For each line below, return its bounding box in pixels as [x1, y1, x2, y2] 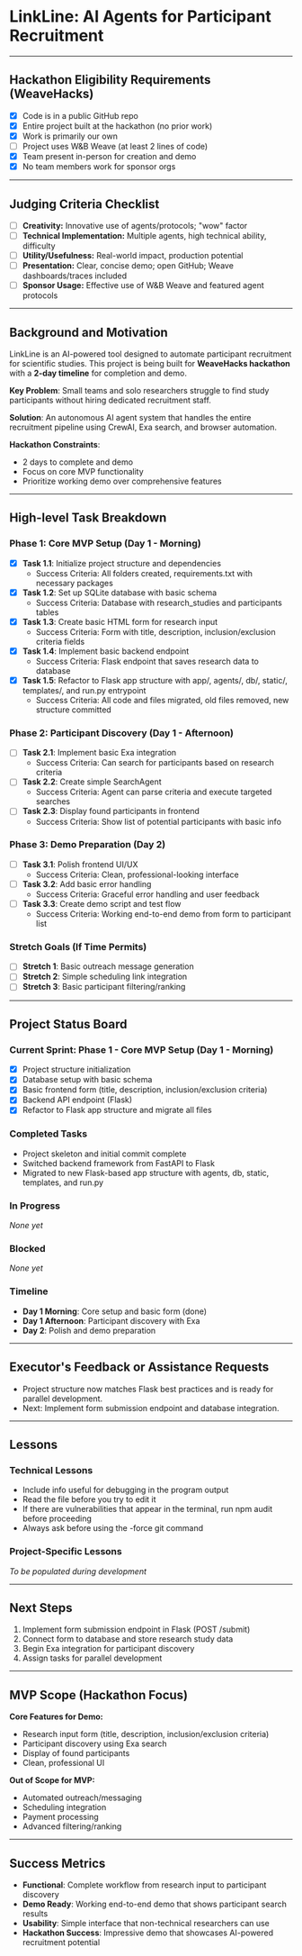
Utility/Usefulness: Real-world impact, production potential [22, 250, 244, 261]
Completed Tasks [9, 1127, 88, 1140]
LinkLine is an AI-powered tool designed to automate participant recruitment [9, 349, 292, 359]
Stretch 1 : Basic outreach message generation [22, 961, 195, 972]
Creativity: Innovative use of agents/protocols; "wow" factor [22, 220, 248, 231]
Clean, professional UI [22, 1758, 105, 1769]
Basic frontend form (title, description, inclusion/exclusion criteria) [22, 1084, 268, 1095]
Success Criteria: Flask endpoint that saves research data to [35, 656, 259, 666]
